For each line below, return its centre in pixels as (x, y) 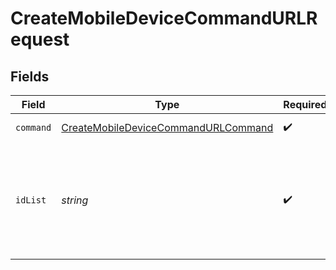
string (75, 200)
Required (305, 104)
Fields (30, 76)
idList (31, 200)
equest (40, 39)
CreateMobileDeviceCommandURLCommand (167, 127)
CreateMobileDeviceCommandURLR (164, 18)
